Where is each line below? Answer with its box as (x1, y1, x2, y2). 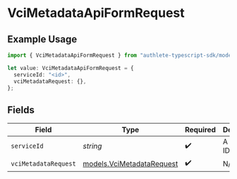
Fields (7, 104, 35, 116)
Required (184, 125, 217, 135)
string (83, 142, 102, 151)
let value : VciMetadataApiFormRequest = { (7, 64, 134, 71)
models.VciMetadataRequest (83, 158, 178, 168)
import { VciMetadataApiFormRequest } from (7, 52, 138, 59)
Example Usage (7, 33, 78, 45)
